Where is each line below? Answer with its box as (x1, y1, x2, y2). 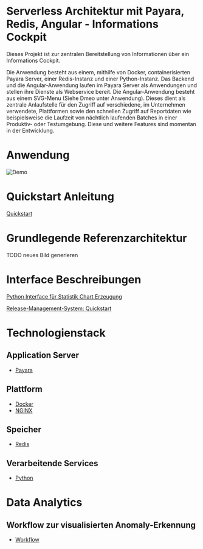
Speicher (6, 424, 41, 434)
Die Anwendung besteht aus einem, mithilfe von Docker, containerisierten (6, 68, 190, 76)
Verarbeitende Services (6, 458, 98, 469)
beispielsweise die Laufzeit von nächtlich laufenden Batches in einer (6, 114, 177, 121)
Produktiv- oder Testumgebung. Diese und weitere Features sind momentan (6, 120, 196, 127)
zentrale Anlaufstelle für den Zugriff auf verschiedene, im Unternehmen (6, 101, 185, 108)
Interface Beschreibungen (6, 272, 142, 286)
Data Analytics (6, 495, 83, 509)
